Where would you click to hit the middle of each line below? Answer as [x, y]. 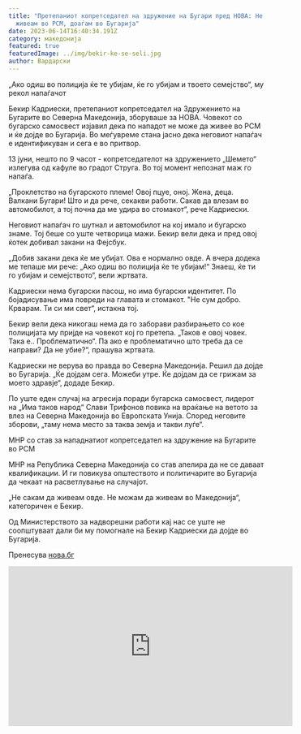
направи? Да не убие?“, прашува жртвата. [82, 349]
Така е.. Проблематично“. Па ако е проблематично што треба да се [126, 341]
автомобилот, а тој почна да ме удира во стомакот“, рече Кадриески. [129, 209]
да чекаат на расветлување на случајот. [78, 481]
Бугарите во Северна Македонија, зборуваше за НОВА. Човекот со [125, 117]
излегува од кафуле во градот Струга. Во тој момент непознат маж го [130, 167]
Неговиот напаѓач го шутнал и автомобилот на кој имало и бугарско [127, 225]
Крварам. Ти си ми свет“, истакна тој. [74, 308]
